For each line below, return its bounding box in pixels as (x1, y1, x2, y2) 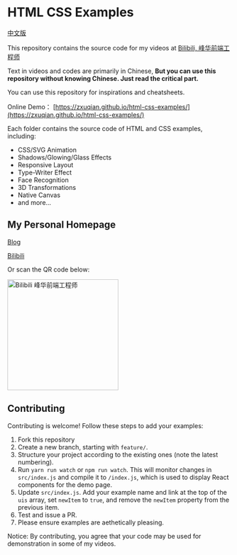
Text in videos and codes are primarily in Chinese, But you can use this (7, 67, 216, 75)
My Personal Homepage (7, 219, 116, 231)
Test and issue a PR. (17, 510, 77, 519)
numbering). (17, 458, 55, 466)
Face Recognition (17, 175, 69, 184)
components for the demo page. (17, 480, 112, 489)
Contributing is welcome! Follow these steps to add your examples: (7, 421, 204, 430)
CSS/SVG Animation (17, 145, 77, 154)
